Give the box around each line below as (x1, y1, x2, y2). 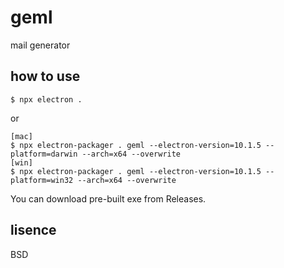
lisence (10, 222, 57, 239)
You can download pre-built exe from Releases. (10, 192, 207, 205)
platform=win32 (10, 175, 74, 185)
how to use (10, 68, 81, 85)
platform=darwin (10, 149, 78, 159)
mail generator (10, 39, 71, 51)
